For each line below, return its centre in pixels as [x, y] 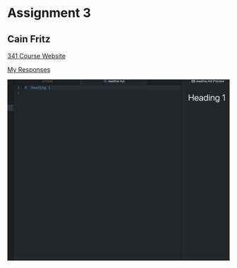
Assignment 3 [49, 13]
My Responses [29, 69]
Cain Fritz [29, 39]
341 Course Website [36, 56]
